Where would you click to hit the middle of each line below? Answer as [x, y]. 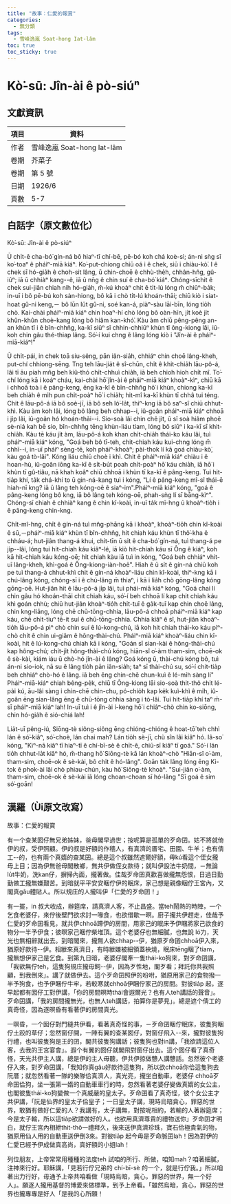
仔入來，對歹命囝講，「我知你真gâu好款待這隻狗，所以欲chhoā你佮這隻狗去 [113, 1067]
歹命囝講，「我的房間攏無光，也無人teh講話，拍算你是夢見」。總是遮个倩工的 [114, 1001]
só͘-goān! [20, 784]
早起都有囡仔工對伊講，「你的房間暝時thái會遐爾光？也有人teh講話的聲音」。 [113, 992]
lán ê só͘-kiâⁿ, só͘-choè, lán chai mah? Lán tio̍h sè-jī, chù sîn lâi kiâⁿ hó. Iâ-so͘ [115, 737]
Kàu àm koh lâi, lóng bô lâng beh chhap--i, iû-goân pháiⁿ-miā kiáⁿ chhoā [121, 411]
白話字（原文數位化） [52, 225]
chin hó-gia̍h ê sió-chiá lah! [46, 715]
